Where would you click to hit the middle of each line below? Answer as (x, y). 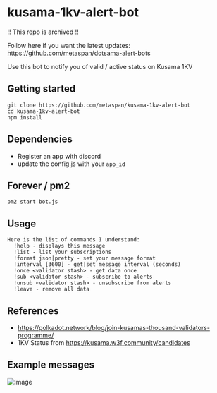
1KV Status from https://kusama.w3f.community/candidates (104, 343)
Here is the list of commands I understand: (74, 240)
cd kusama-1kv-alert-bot (44, 111)
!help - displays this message (60, 246)
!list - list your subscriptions (63, 252)
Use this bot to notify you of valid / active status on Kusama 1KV (100, 66)
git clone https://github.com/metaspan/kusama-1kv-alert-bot (99, 105)
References (33, 311)
